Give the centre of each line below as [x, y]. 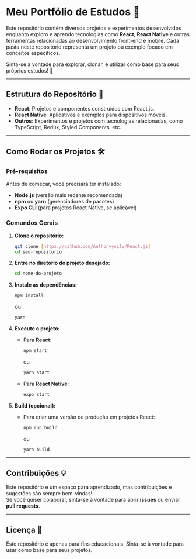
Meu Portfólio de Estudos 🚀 [73, 12]
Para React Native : [46, 384]
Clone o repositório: [39, 236]
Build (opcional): [35, 405]
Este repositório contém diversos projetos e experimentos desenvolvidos [94, 28]
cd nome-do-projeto [38, 274]
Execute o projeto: [37, 329]
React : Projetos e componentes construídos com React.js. [84, 108]
